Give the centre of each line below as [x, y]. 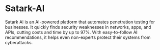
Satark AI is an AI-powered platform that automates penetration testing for [80, 22]
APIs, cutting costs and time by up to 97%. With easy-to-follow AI [71, 32]
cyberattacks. [19, 42]
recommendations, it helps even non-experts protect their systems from [78, 37]
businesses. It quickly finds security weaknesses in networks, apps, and [78, 27]
